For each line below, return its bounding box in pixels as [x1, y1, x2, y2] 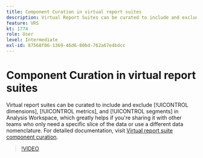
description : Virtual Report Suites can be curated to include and [6, 14, 180, 21]
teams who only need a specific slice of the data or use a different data [6, 120, 184, 127]
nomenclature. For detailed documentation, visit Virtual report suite [6, 127, 173, 134]
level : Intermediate [6, 37, 59, 43]
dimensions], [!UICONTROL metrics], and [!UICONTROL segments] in [6, 107, 179, 115]
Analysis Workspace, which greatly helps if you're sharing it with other [6, 114, 182, 121]
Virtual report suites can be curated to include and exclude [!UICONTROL [6, 101, 188, 109]
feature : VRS [6, 20, 39, 26]
